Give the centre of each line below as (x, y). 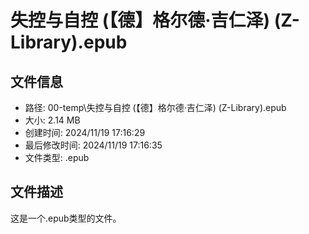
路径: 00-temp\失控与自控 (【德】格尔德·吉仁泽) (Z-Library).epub (155, 107)
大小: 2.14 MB (52, 120)
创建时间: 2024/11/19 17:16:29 (85, 132)
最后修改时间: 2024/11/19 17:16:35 (93, 145)
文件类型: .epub (57, 157)
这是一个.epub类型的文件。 (66, 218)
